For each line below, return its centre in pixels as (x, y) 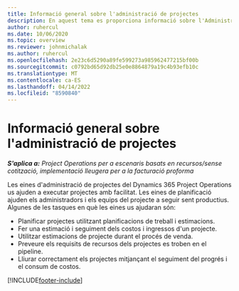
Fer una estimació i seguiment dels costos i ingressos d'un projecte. (117, 229)
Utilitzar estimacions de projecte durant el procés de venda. (105, 236)
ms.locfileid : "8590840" (44, 93)
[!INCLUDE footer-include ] (45, 280)
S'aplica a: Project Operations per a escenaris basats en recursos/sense (115, 164)
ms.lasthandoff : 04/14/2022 (49, 87)
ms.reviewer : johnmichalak (47, 47)
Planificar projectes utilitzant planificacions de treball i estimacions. (116, 221)
